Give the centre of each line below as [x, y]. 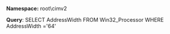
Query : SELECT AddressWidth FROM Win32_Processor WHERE [85, 20]
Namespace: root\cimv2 [37, 8]
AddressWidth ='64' [31, 26]
